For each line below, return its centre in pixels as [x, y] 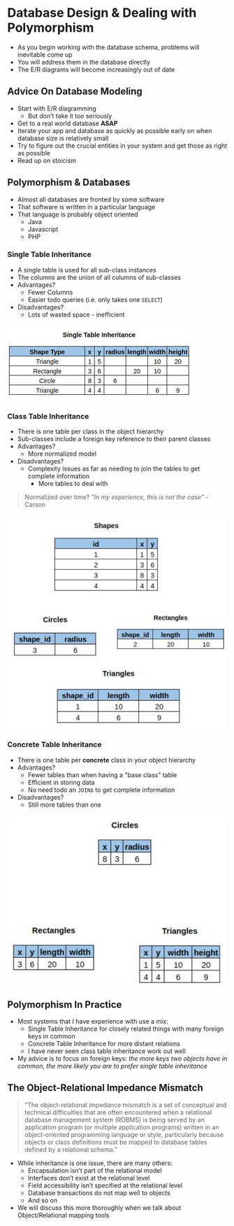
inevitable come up [45, 55]
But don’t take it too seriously [70, 116]
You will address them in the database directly [84, 62]
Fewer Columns [50, 292]
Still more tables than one [64, 804]
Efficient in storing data [61, 782]
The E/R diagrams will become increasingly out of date [96, 69]
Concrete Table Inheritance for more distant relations [104, 1044]
